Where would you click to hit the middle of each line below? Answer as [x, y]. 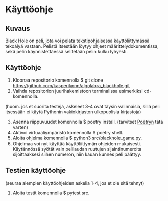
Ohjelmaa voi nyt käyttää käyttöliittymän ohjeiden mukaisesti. [77, 143]
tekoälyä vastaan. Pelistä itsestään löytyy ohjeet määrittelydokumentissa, [82, 46]
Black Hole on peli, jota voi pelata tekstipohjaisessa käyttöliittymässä [77, 41]
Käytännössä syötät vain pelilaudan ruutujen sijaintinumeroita [77, 149]
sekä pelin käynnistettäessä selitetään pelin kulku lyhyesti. [66, 52]
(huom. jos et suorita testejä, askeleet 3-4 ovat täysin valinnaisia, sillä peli [82, 106]
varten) [20, 127]
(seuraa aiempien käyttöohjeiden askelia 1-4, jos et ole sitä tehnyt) [75, 183]
